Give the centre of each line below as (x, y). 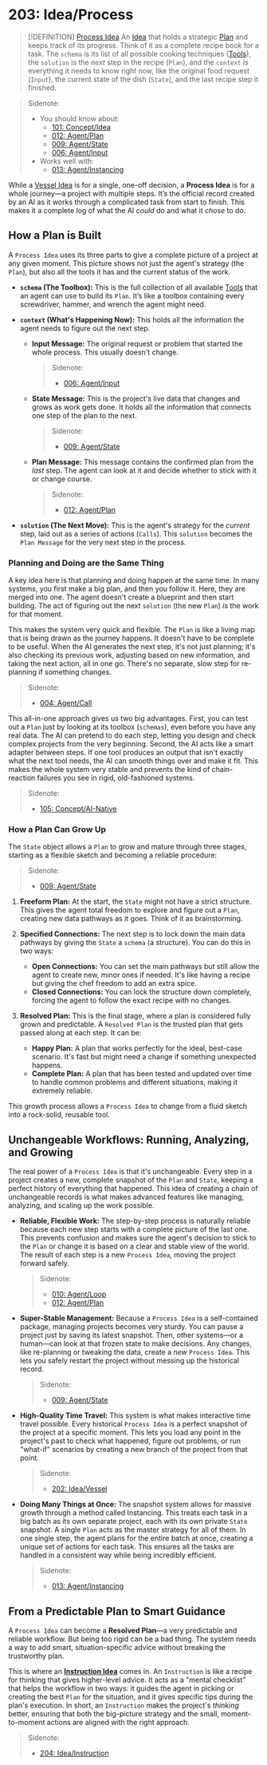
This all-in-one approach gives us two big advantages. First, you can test (128, 718)
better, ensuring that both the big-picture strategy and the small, (114, 1713)
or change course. (62, 479)
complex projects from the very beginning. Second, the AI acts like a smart (131, 744)
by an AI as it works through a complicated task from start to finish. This (127, 202)
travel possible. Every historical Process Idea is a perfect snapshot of (133, 1424)
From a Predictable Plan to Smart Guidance (117, 1611)
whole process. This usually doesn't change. (105, 352)
